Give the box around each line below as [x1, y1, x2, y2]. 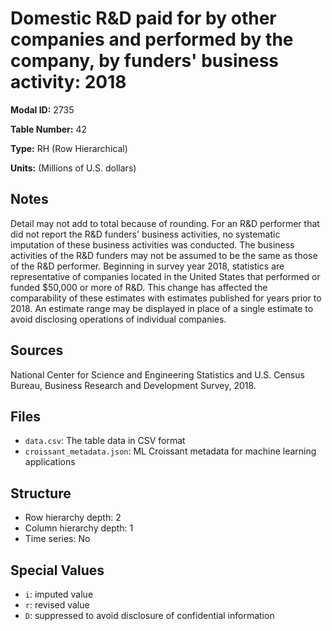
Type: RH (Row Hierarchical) [10, 142, 128, 154]
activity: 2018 [10, 71, 127, 94]
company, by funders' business [10, 50, 280, 72]
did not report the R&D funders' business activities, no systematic [10, 228, 281, 240]
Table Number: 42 [10, 123, 87, 135]
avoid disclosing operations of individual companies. [10, 313, 227, 325]
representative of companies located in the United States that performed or [10, 270, 321, 282]
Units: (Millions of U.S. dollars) [10, 162, 137, 174]
